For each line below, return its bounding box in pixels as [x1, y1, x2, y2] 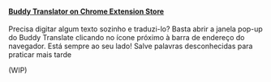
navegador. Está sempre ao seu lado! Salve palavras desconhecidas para [8, 41, 253, 51]
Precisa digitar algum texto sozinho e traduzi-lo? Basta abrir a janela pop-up [8, 24, 264, 34]
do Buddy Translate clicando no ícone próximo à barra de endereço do [8, 33, 245, 43]
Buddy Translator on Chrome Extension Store [8, 6, 165, 16]
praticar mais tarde [8, 50, 72, 59]
